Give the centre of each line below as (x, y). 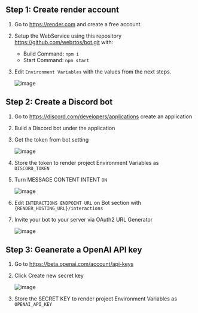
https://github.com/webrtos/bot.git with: (64, 42)
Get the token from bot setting (51, 139)
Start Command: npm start (56, 60)
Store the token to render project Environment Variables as (86, 162)
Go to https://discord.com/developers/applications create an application (103, 116)
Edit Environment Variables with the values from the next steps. (93, 72)
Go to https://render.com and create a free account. (78, 24)
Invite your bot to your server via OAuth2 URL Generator (83, 219)
